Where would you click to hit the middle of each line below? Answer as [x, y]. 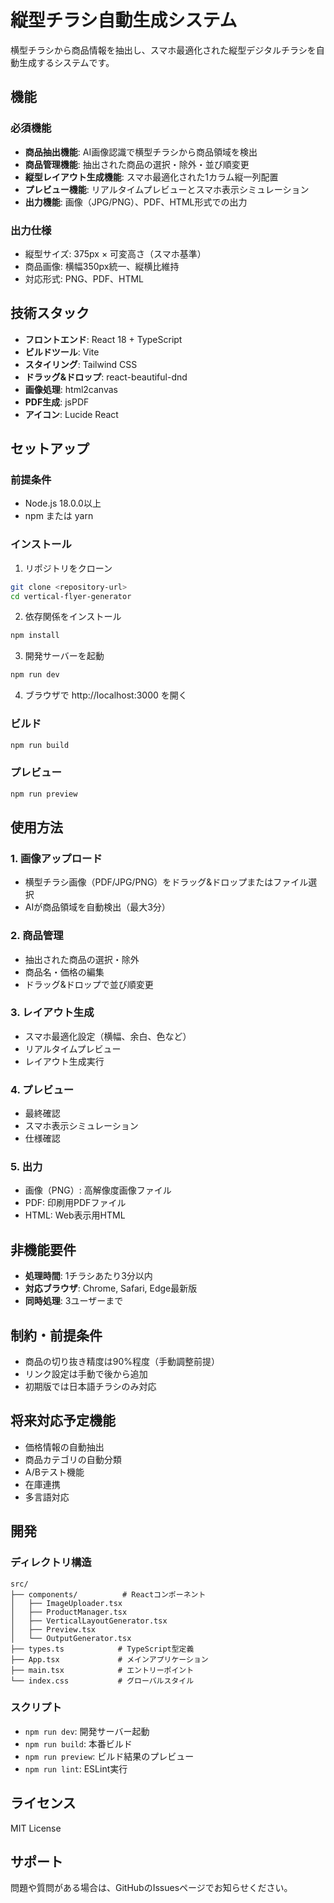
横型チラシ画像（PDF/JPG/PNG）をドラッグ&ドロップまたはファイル [166, 882]
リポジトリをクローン [68, 568]
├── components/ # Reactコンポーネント [108, 1594]
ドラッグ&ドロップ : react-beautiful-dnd [106, 377]
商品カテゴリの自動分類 [73, 1459]
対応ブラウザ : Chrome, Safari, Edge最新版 [111, 1288]
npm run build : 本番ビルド [78, 1743]
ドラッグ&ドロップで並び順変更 [89, 984]
